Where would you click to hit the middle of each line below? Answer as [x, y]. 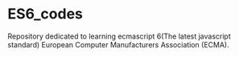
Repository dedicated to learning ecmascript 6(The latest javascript [119, 36]
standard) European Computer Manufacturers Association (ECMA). [119, 44]
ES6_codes [45, 14]
